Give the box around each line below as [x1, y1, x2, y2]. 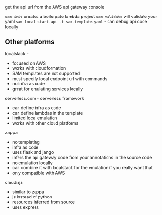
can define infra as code [12, 104, 61, 111]
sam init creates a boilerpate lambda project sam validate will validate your [5, 14, 157, 19]
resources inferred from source [12, 199, 75, 205]
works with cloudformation [12, 65, 66, 71]
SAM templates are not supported [12, 70, 80, 76]
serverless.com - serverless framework [5, 95, 84, 101]
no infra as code [12, 81, 45, 86]
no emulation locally [12, 160, 53, 165]
